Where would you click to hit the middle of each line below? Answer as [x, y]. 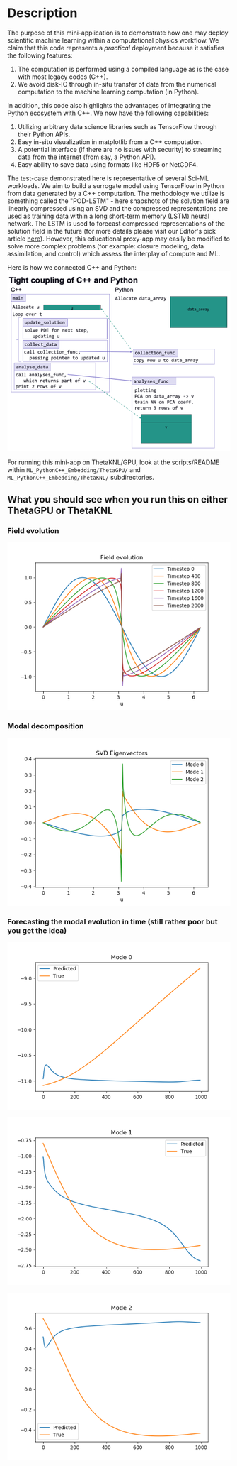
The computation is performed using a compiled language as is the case [123, 69]
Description [42, 13]
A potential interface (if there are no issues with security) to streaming [120, 149]
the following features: [40, 55]
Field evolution [33, 531]
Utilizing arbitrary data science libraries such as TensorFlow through [117, 126]
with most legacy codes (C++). [63, 77]
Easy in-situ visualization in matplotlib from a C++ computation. [110, 142]
